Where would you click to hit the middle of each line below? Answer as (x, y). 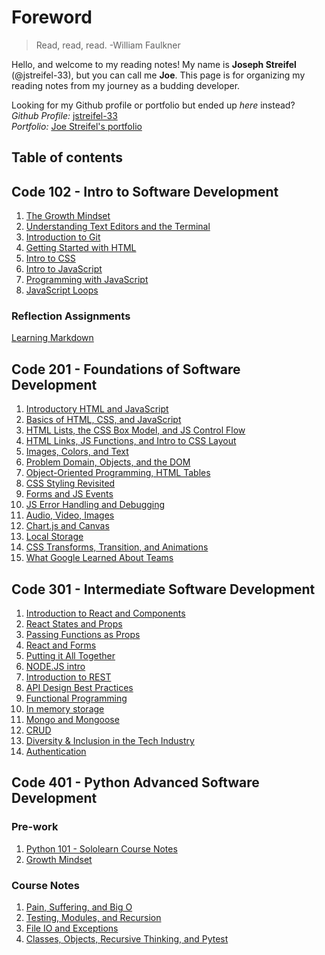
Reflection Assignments (71, 316)
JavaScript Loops (62, 290)
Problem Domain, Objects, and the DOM (108, 462)
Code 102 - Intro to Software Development (145, 191)
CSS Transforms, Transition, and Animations (117, 547)
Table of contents (67, 157)
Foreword (52, 17)
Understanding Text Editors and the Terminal (118, 227)
